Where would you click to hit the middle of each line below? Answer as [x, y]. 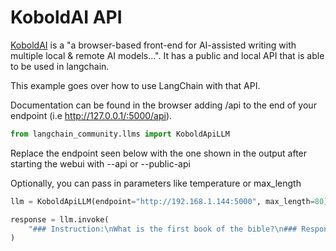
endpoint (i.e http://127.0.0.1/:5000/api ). [91, 115]
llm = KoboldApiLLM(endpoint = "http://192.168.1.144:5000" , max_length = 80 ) [169, 201]
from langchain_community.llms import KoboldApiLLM [120, 134]
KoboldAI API [66, 17]
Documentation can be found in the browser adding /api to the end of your [163, 105]
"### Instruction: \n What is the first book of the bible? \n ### [163, 229]
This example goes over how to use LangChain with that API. [135, 85]
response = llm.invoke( [60, 219]
